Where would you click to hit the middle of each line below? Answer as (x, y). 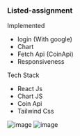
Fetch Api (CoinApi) (46, 54)
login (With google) (45, 39)
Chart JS (30, 96)
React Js (30, 89)
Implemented (26, 26)
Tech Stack (23, 75)
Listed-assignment (40, 11)
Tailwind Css (35, 111)
